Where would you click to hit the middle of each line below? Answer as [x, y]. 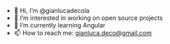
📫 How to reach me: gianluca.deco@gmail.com [83, 33]
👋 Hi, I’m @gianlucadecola [51, 11]
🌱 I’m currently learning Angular [60, 25]
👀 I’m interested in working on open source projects [88, 18]
